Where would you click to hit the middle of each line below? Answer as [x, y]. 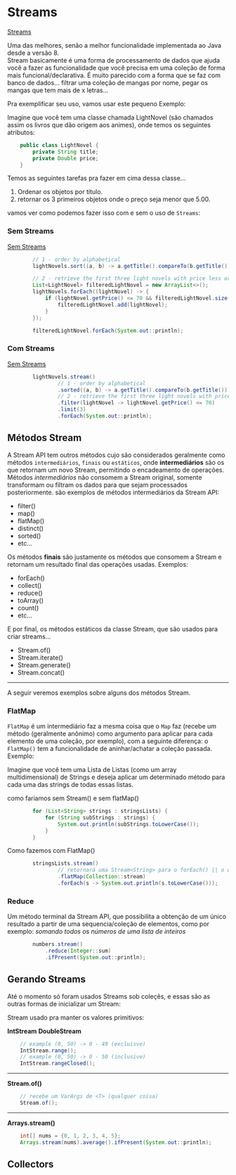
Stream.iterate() [40, 657]
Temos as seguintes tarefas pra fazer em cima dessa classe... [97, 178]
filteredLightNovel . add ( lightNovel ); [113, 304]
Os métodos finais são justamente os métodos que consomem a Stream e [115, 557]
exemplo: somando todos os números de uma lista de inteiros [97, 932]
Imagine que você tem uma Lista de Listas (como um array [92, 770]
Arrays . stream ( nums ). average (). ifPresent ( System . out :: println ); [116, 1142]
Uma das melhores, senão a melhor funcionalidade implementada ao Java [114, 45]
